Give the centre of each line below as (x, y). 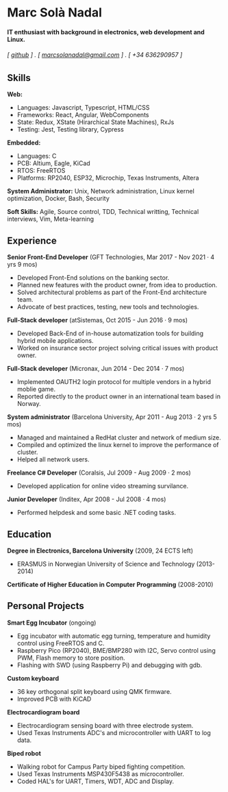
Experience (32, 240)
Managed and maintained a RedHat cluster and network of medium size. (119, 437)
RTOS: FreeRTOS (41, 171)
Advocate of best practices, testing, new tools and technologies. (108, 307)
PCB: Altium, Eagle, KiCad (53, 163)
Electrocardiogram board (43, 712)
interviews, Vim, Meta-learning (51, 219)
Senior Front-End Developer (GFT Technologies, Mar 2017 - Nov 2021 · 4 (111, 257)
